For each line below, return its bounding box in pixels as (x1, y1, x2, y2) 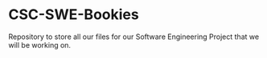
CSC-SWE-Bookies (8, 6, 139, 24)
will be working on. (8, 40, 71, 49)
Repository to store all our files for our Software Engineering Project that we (8, 32, 260, 41)
